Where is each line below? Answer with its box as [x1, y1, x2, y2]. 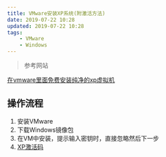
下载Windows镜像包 [16, 126, 74, 134]
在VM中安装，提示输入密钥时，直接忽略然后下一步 [16, 134, 160, 142]
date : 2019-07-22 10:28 [7, 16, 75, 23]
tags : [7, 29, 23, 36]
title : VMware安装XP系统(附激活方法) [7, 10, 106, 17]
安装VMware [16, 117, 54, 125]
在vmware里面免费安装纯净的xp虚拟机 [7, 76, 115, 84]
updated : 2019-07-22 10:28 [7, 23, 84, 29]
